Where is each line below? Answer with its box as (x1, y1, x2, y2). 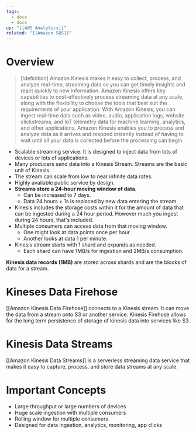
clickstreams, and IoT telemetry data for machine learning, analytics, (20, 118, 186, 126)
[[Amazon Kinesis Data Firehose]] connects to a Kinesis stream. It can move (6, 305, 190, 311)
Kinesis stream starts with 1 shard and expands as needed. (14, 241, 157, 248)
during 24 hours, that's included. (14, 217, 94, 224)
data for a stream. (6, 265, 49, 272)
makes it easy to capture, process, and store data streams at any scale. (6, 363, 178, 370)
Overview (6, 55, 54, 69)
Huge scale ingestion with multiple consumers (14, 409, 126, 416)
